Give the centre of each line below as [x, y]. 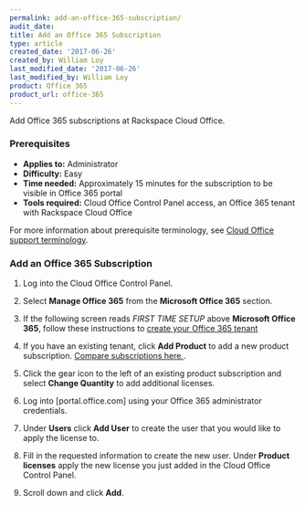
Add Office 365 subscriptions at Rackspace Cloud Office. [117, 121]
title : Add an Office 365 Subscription [85, 35]
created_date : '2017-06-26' [63, 52]
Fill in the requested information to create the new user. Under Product [156, 456]
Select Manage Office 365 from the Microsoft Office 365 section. [147, 301]
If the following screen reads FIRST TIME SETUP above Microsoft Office [159, 319]
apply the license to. [61, 438]
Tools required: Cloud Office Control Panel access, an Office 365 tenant [158, 203]
